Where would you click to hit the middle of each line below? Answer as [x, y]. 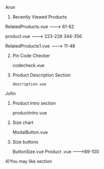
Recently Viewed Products [39, 17]
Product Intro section [34, 103]
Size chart [23, 122]
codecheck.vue [28, 65]
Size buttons [25, 142]
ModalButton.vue [30, 132]
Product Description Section [41, 75]
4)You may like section [29, 161]
